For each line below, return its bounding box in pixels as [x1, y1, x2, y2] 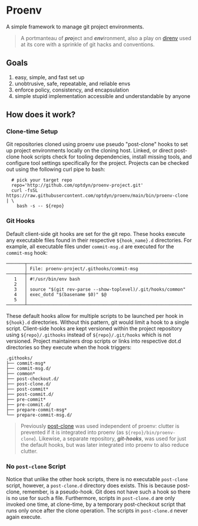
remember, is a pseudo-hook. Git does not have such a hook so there [22, 488, 191, 495]
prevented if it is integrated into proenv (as [20, 428, 124, 436]
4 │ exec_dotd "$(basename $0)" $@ [14, 291, 107, 297]
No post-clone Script [6, 462, 66, 470]
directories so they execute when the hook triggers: [6, 343, 131, 350]
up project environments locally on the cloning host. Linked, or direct [6, 147, 173, 154]
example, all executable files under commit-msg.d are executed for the [6, 243, 174, 250]
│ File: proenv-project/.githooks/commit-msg [24, 265, 138, 272]
